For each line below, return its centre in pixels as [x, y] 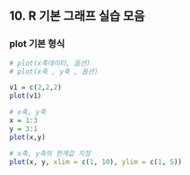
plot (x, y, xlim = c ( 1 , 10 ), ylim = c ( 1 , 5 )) [96, 162]
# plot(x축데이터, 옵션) [50, 63]
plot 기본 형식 [37, 44]
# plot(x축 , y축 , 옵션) [54, 71]
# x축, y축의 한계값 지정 [50, 153]
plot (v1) [26, 96]
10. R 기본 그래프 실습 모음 [77, 16]
